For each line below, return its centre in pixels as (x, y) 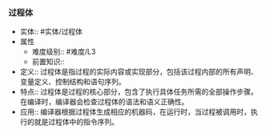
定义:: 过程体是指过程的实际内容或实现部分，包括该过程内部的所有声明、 (139, 72)
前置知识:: (48, 62)
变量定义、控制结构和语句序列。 (73, 82)
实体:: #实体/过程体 (51, 32)
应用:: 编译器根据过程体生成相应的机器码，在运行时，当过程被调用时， (135, 112)
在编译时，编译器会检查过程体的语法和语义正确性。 (104, 102)
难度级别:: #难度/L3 (64, 52)
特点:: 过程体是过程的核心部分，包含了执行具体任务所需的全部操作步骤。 (139, 92)
